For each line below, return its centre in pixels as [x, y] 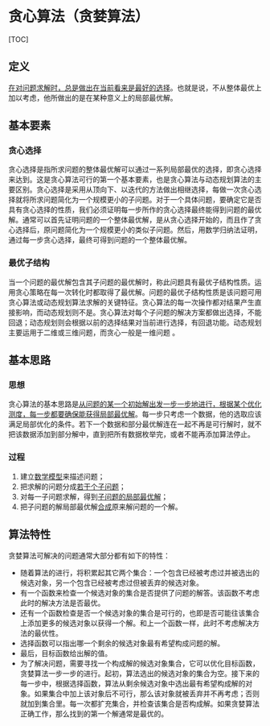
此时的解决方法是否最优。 [62, 603]
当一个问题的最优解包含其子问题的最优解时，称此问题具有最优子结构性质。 [131, 282]
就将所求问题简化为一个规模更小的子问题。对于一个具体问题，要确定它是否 [138, 200]
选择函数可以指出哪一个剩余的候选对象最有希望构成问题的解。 [122, 643]
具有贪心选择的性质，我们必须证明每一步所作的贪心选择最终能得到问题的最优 [135, 210]
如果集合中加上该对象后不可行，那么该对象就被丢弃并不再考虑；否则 [147, 693]
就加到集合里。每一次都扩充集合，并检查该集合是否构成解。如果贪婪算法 [139, 703]
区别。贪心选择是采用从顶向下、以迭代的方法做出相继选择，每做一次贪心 [135, 189]
